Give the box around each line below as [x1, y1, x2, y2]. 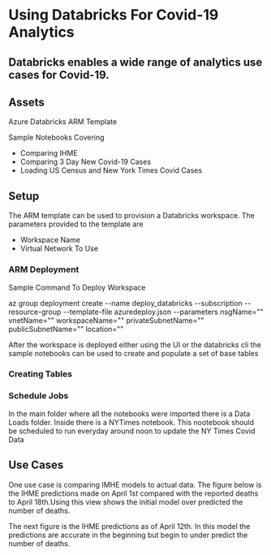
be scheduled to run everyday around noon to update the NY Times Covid [8, 426, 256, 436]
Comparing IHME [19, 148, 79, 158]
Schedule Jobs [8, 390, 69, 402]
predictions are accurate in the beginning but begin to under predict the [8, 530, 248, 540]
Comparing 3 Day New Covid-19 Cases [19, 157, 152, 167]
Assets [8, 95, 45, 109]
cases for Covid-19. [8, 67, 110, 82]
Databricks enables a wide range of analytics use [8, 55, 263, 69]
